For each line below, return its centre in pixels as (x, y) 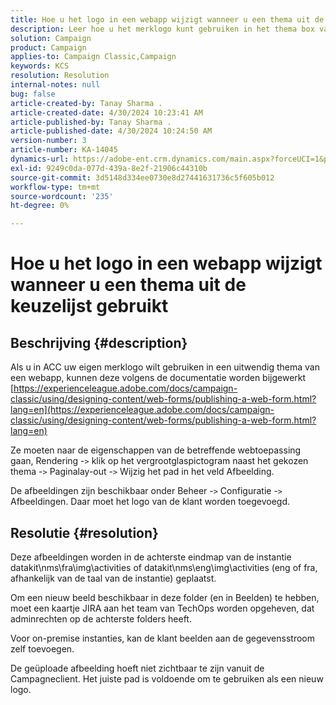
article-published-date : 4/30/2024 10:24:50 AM (111, 131)
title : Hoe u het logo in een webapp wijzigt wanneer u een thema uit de (167, 19)
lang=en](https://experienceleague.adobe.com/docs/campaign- (142, 410)
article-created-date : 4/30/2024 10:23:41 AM (106, 112)
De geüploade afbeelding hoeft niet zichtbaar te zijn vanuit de (137, 668)
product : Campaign (48, 47)
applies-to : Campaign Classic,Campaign (93, 57)
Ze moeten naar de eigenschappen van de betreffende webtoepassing (156, 450)
